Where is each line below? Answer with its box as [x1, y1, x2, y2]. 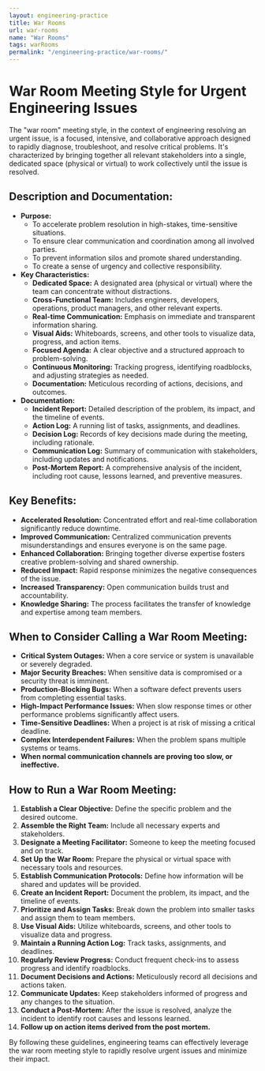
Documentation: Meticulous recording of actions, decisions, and [32, 378, 244, 388]
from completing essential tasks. [20, 693, 127, 703]
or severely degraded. [20, 660, 93, 669]
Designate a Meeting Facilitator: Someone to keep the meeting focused [20, 838, 256, 847]
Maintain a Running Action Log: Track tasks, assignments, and [20, 938, 226, 948]
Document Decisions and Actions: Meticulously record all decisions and [20, 972, 258, 982]
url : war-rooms [9, 26, 59, 34]
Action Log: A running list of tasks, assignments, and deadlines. [32, 420, 241, 430]
